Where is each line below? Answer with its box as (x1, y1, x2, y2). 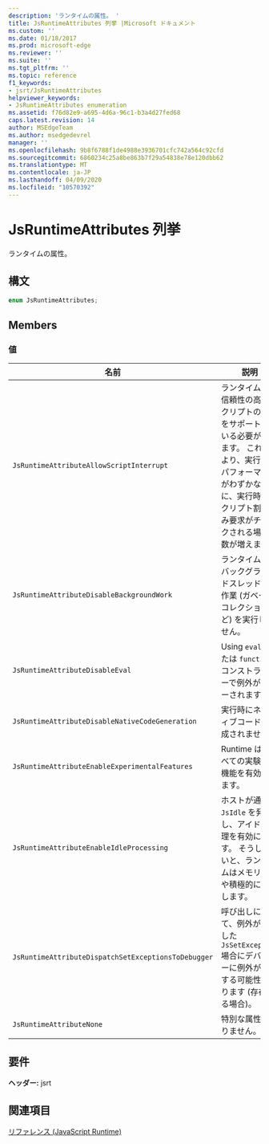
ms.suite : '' (8, 57, 52, 65)
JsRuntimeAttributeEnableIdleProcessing (12, 844, 168, 853)
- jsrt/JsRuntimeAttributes (8, 86, 102, 95)
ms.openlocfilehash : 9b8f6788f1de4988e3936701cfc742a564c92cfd (8, 146, 224, 154)
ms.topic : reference (8, 71, 78, 79)
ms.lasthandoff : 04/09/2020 (8, 176, 102, 185)
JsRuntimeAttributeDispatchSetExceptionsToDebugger (12, 953, 214, 962)
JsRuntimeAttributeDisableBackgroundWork (12, 591, 173, 600)
